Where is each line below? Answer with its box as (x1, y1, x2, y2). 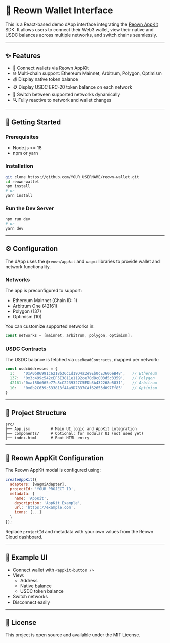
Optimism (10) (12, 314, 42, 320)
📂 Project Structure (5, 408, 67, 417)
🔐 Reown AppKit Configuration (5, 454, 104, 462)
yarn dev (5, 226, 24, 231)
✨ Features (5, 52, 41, 60)
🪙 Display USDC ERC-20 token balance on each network (12, 83, 133, 90)
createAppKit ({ (5, 477, 37, 482)
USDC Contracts (5, 345, 47, 352)
